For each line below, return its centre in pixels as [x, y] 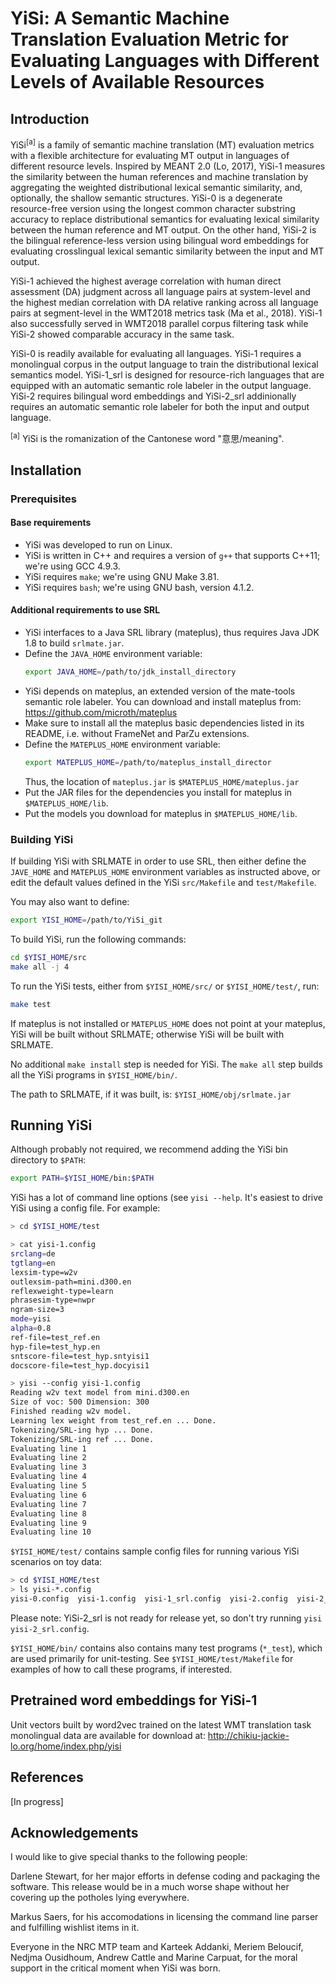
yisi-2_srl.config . [50, 1628]
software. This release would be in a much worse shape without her [150, 1887]
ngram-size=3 [37, 1310]
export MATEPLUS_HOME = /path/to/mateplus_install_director [148, 762]
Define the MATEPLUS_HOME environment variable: [122, 744]
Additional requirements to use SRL [85, 610]
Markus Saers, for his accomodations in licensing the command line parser [164, 1917]
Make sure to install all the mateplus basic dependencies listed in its [164, 723]
